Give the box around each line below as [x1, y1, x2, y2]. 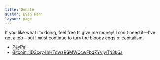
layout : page [5, 16, 32, 21]
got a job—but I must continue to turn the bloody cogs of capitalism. [5, 35, 144, 40]
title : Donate [5, 7, 35, 12]
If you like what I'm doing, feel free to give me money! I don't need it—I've [5, 30, 156, 36]
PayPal [12, 44, 27, 50]
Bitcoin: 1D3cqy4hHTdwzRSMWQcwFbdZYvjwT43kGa [12, 49, 123, 55]
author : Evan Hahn [5, 12, 43, 17]
